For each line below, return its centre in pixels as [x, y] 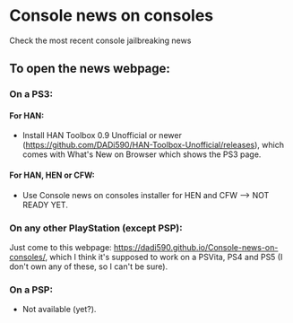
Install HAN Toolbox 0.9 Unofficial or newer [102, 135]
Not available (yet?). [59, 310]
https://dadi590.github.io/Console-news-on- [196, 247]
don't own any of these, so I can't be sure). [89, 266]
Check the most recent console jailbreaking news [100, 40]
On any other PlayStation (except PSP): [96, 228]
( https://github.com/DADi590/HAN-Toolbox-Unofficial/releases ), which [153, 145]
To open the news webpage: [90, 69]
